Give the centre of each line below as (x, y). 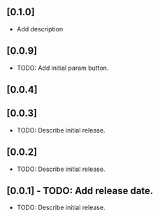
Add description (40, 29)
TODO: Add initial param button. (63, 68)
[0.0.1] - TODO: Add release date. (80, 191)
